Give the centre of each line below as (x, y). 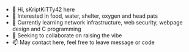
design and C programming (46, 29)
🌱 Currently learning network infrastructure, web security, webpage (98, 22)
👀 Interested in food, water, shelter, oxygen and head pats (85, 16)
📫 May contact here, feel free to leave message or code (83, 42)
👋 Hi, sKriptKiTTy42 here (43, 9)
